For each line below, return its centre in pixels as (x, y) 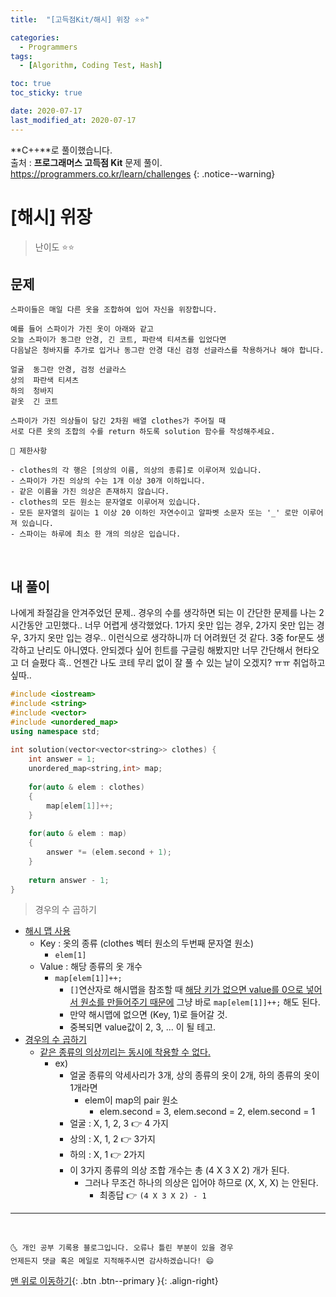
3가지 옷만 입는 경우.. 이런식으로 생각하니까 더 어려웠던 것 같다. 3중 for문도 (169, 638)
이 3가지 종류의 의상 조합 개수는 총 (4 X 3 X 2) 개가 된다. (179, 1170)
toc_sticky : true (46, 93)
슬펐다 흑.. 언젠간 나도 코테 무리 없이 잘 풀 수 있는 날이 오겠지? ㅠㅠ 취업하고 (178, 663)
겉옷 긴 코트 (34, 402)
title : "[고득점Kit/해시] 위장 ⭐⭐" (80, 19)
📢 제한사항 (29, 451)
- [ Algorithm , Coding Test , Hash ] (91, 66)
